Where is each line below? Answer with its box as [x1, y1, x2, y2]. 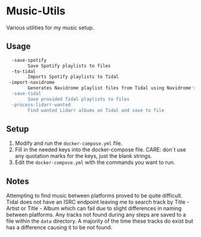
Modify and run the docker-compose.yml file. [14, 139, 123, 147]
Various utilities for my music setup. [6, 24, 95, 31]
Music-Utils [6, 4, 66, 18]
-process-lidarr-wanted [11, 102, 71, 108]
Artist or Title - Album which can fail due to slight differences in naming [6, 205, 182, 212]
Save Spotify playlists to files [28, 63, 111, 69]
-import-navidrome [8, 80, 55, 86]
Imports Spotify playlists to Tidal [28, 74, 119, 80]
